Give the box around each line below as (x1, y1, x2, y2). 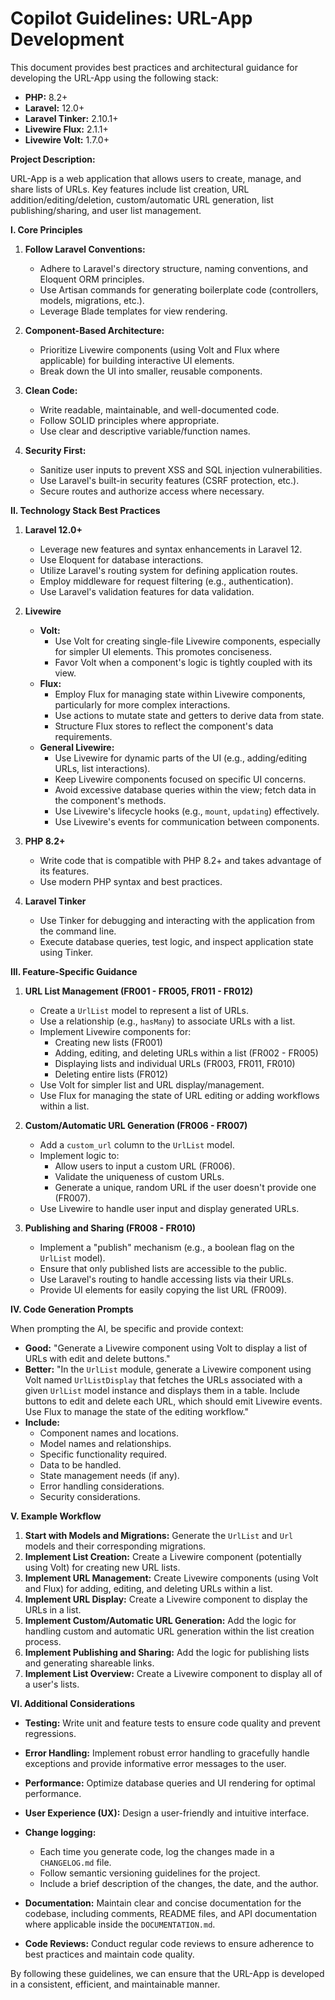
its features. (39, 865, 90, 877)
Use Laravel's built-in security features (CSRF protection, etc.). (39, 474, 300, 486)
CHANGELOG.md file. (39, 1856, 112, 1868)
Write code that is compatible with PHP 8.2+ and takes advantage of (39, 854, 322, 866)
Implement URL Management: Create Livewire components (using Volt (24, 1572, 319, 1584)
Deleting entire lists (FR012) (54, 1068, 169, 1080)
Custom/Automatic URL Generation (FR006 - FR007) (24, 1119, 248, 1131)
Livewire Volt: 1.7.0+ (24, 133, 110, 146)
